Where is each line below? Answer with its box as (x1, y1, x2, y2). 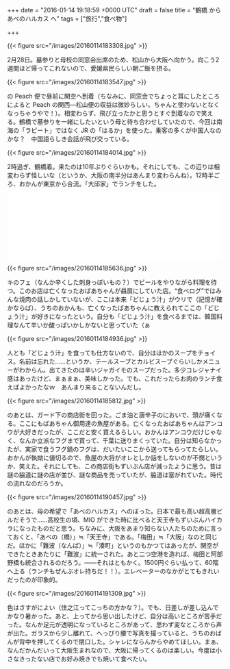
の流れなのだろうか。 (7, 479, 67, 488)
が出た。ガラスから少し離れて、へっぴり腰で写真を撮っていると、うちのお (7, 629, 216, 637)
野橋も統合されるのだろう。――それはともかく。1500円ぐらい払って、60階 (7, 559, 219, 566)
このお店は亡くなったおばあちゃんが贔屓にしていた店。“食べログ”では (18, 287, 216, 294)
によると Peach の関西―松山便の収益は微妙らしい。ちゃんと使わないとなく (7, 101, 220, 108)
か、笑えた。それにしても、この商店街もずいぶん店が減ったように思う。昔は (7, 462, 222, 470)
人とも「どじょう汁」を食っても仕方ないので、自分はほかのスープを (7, 349, 199, 357)
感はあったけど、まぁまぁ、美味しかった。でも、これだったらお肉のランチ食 (7, 375, 222, 382)
